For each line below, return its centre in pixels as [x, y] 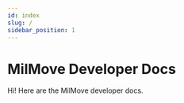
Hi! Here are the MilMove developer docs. [75, 90]
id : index [24, 15]
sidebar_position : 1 [42, 30]
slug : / [20, 23]
